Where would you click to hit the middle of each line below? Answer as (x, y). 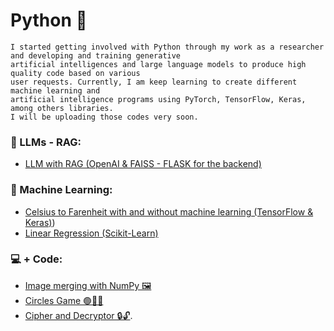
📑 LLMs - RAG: (46, 142)
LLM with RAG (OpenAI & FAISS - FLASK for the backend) (143, 164)
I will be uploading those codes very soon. (104, 117)
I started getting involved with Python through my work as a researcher (167, 47)
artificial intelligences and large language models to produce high (158, 64)
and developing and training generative (96, 55)
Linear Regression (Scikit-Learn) (91, 233)
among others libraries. (62, 108)
